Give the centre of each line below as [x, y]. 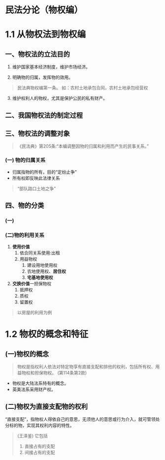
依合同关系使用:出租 [40, 253]
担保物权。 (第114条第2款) [61, 373]
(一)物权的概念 [27, 354]
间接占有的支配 [40, 453]
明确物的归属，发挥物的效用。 [42, 77]
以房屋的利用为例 [34, 312]
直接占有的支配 [40, 446]
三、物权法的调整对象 [37, 133]
